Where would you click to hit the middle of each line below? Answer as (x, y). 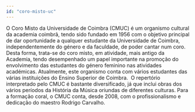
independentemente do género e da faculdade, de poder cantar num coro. (96, 47)
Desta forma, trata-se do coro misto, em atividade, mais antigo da (85, 52)
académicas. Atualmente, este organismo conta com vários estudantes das (97, 71)
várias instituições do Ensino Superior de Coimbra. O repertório (83, 78)
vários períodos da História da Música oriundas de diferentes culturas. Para (97, 90)
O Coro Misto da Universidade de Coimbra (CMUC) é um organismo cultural (97, 28)
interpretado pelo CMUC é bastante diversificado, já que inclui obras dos (94, 84)
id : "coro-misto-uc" (31, 11)
